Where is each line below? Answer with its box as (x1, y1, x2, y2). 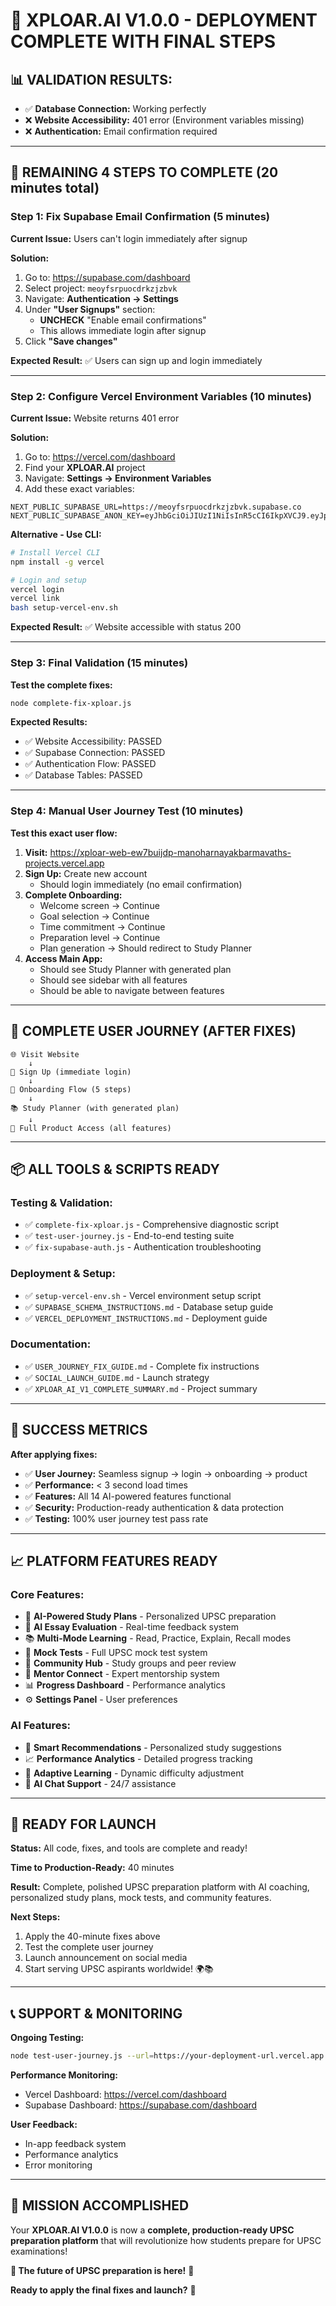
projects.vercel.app (24, 857, 105, 869)
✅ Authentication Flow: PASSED (24, 758, 157, 770)
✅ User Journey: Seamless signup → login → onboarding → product (24, 1467, 308, 1479)
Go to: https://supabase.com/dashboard (24, 271, 191, 283)
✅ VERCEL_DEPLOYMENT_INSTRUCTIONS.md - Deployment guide (24, 1312, 268, 1324)
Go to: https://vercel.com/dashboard (24, 450, 176, 463)
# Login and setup (10, 575, 87, 585)
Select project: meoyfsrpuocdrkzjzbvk (24, 282, 178, 294)
